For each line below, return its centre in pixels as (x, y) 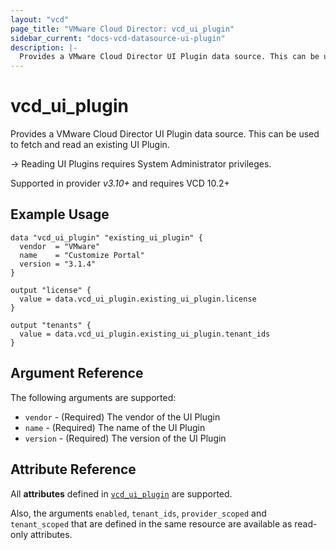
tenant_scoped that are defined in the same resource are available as (151, 523)
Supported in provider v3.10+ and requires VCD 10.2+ (120, 183)
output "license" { (51, 290)
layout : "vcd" (40, 19)
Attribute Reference (73, 469)
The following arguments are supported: (93, 397)
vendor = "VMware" (60, 246)
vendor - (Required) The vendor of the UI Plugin (122, 417)
